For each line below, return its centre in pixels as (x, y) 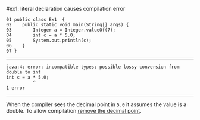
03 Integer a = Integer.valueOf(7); (61, 30)
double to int (24, 72)
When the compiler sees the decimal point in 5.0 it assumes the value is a (96, 104)
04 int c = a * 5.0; (41, 35)
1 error (16, 88)
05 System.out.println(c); (49, 41)
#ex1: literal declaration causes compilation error (66, 9)
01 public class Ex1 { (36, 20)
